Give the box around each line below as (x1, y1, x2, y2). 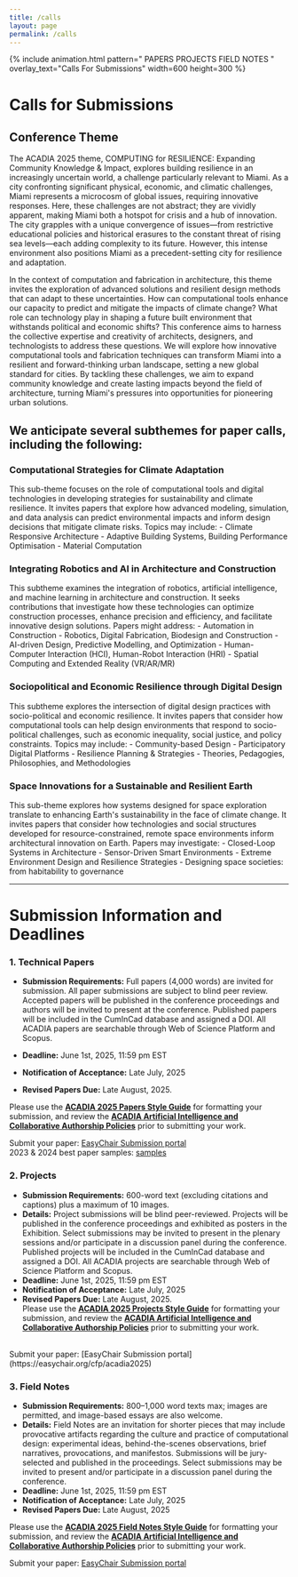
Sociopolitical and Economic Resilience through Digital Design (9, 681, 283, 693)
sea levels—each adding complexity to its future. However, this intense (9, 238, 268, 249)
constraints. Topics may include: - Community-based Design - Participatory (9, 739, 286, 749)
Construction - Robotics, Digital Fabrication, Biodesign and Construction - (9, 630, 279, 641)
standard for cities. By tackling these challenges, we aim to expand (9, 369, 255, 380)
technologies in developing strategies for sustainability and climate (9, 493, 254, 504)
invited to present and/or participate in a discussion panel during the (21, 1467, 272, 1477)
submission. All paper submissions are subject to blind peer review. (21, 986, 269, 997)
